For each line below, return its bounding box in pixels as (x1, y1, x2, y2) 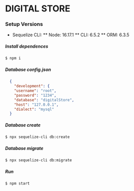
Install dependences (5, 43, 49, 50)
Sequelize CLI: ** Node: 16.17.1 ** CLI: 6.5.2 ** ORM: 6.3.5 (12, 32, 130, 38)
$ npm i (5, 56, 21, 61)
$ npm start (5, 181, 30, 186)
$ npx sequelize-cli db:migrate (5, 158, 72, 163)
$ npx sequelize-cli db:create (5, 134, 70, 139)
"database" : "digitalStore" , (14, 97, 74, 102)
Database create (5, 122, 41, 128)
